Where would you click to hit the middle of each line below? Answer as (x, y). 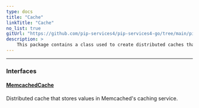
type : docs (20, 12)
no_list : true (24, 28)
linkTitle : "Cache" (30, 23)
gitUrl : (16, 34)
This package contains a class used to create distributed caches (100, 45)
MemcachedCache (30, 85)
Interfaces (21, 71)
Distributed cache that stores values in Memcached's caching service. (92, 98)
